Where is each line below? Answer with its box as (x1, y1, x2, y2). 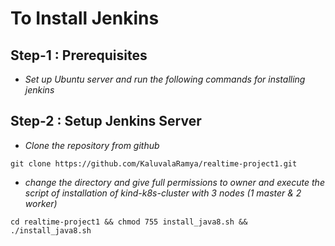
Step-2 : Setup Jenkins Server (10, 113, 202, 130)
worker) (24, 197, 58, 209)
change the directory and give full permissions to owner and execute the (24, 176, 325, 188)
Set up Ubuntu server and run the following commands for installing (24, 73, 306, 85)
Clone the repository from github (24, 139, 160, 151)
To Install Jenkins (10, 7, 160, 30)
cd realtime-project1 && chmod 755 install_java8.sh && (10, 217, 248, 227)
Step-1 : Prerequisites (10, 47, 148, 64)
